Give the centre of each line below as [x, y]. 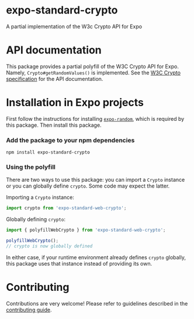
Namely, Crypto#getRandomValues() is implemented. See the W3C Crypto [93, 72]
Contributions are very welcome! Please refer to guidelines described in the [97, 303]
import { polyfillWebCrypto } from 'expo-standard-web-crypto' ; [86, 230]
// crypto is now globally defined [49, 246]
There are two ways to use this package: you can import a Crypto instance [96, 180]
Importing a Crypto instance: [40, 198]
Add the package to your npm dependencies [70, 140]
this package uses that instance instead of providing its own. [79, 263]
